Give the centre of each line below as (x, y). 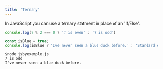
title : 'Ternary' (23, 9)
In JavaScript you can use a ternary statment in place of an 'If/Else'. (73, 23)
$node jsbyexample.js (27, 54)
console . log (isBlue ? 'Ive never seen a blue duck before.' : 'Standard (80, 46)
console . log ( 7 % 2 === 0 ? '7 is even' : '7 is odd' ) (61, 32)
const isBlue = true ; (27, 41)
